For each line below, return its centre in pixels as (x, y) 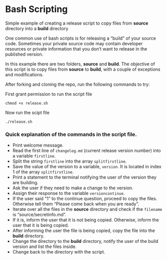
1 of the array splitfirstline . (43, 172)
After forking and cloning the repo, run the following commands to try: (77, 84)
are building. (25, 183)
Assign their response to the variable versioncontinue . (68, 193)
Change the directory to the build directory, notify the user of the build (86, 241)
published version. (24, 54)
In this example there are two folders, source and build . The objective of (80, 64)
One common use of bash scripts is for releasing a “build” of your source (81, 38)
